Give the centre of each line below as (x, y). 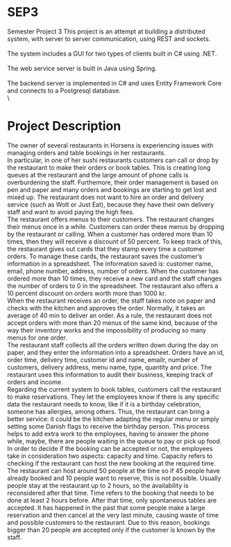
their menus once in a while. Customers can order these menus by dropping (116, 226)
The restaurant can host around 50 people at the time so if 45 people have (114, 470)
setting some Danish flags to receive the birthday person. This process (109, 426)
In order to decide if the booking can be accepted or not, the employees (110, 448)
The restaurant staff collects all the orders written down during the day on (113, 344)
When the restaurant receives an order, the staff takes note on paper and (112, 301)
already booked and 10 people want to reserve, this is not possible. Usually (114, 478)
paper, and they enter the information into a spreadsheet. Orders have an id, (116, 352)
